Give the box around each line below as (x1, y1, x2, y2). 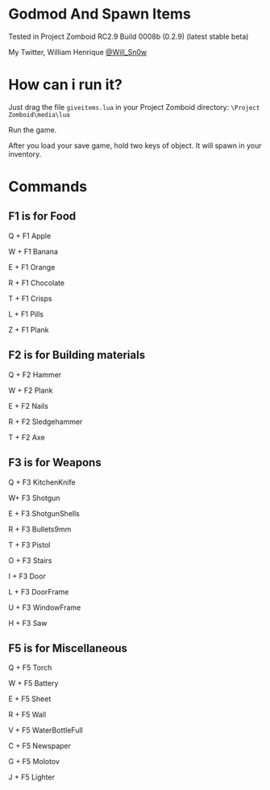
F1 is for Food (8, 209, 77, 223)
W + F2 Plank (8, 385, 53, 395)
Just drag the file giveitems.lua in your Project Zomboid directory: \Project (8, 102, 260, 111)
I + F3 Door (8, 571, 46, 581)
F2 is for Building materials (8, 348, 146, 362)
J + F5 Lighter (8, 772, 55, 782)
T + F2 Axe (8, 432, 46, 442)
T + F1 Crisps (8, 293, 52, 303)
